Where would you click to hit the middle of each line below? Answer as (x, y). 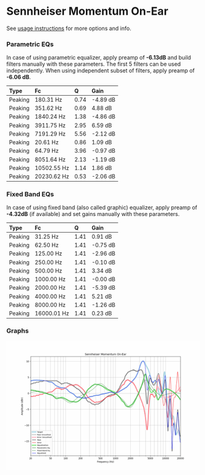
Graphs (17, 331)
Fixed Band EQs (30, 194)
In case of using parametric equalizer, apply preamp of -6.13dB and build (99, 58)
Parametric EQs (30, 44)
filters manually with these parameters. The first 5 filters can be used (94, 64)
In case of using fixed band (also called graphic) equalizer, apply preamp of (102, 207)
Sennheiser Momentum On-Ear (87, 11)
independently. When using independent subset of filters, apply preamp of (101, 71)
